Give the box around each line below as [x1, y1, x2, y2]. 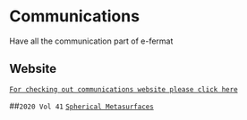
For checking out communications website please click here [9, 84, 239, 94]
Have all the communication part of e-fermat [9, 36, 174, 46]
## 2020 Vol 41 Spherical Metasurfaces [9, 100, 154, 111]
